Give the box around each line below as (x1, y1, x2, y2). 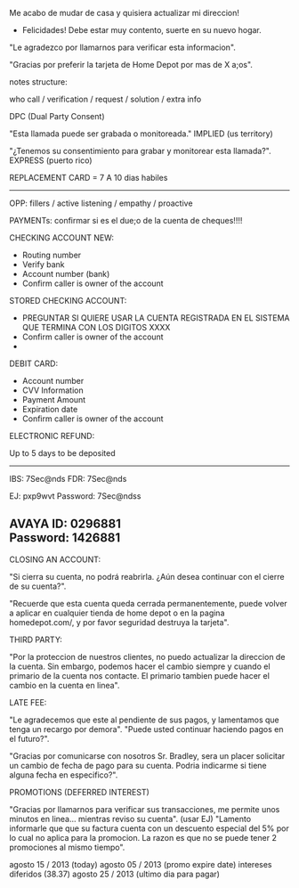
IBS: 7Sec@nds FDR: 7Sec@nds (9, 474, 127, 484)
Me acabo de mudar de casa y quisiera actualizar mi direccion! (9, 8, 240, 18)
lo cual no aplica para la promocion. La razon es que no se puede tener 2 (9, 832, 278, 843)
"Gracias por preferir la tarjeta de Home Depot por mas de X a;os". (9, 60, 254, 69)
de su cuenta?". (9, 581, 67, 591)
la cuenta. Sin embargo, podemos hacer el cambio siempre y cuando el (9, 661, 271, 672)
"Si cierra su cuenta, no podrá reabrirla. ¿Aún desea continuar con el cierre (9, 571, 285, 582)
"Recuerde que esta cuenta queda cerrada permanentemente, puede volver (9, 598, 287, 608)
